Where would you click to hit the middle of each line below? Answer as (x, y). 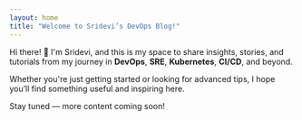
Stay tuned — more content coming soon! (88, 106)
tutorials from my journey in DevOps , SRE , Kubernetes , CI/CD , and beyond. (151, 61)
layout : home (34, 18)
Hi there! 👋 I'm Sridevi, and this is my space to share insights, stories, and (146, 51)
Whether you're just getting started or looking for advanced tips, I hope (142, 78)
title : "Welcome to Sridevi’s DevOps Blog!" (95, 26)
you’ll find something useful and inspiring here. (97, 88)
